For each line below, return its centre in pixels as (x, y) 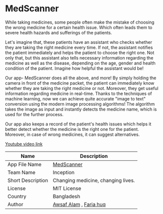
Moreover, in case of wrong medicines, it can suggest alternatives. (72, 134)
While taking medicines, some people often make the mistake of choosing (80, 22)
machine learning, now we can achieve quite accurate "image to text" (75, 98)
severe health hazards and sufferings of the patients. (58, 32)
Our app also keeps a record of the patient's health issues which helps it (78, 124)
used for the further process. (34, 114)
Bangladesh (67, 196)
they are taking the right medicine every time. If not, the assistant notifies (79, 47)
